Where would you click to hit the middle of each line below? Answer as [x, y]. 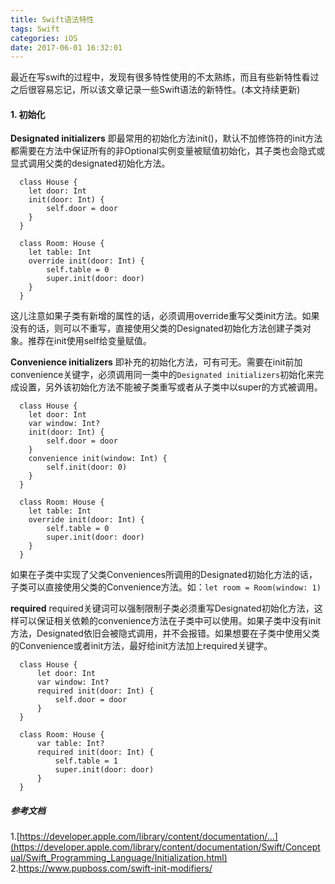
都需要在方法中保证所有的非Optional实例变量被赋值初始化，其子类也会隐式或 [168, 151]
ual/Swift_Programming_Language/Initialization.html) [119, 858]
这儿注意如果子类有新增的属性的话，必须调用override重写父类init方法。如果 [165, 316]
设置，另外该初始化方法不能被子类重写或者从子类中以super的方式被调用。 [170, 387]
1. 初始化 [28, 114]
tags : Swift [35, 29]
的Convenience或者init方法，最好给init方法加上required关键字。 [141, 646]
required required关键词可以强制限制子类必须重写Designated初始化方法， [162, 608]
